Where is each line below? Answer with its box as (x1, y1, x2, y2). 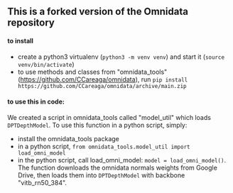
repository (7, 17, 55, 29)
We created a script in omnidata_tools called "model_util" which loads (7, 113, 212, 121)
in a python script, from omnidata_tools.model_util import (17, 142, 190, 150)
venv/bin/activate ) (17, 60, 75, 68)
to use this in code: (7, 97, 65, 106)
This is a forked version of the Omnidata (7, 6, 188, 18)
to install (7, 36, 34, 45)
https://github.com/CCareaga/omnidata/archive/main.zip (17, 82, 187, 89)
